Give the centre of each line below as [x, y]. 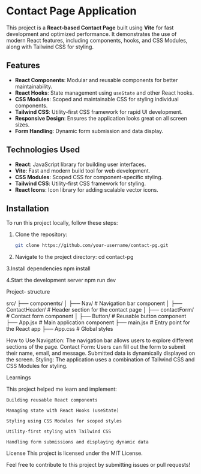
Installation [28, 208]
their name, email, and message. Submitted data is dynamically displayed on [101, 353]
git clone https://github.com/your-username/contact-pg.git [91, 246]
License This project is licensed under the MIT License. [74, 453]
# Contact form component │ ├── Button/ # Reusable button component [96, 316]
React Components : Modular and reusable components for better [96, 80]
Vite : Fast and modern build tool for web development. [82, 170]
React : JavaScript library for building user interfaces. [80, 164]
